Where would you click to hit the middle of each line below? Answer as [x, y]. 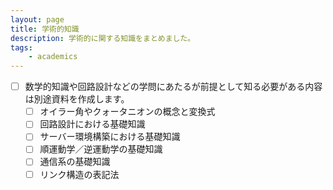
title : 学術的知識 [45, 29]
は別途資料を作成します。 [77, 99]
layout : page [37, 19]
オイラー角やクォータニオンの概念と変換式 [127, 112]
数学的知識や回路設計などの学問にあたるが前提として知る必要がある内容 [173, 87]
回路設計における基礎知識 [92, 124]
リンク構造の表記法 [79, 174]
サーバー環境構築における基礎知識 [110, 137]
